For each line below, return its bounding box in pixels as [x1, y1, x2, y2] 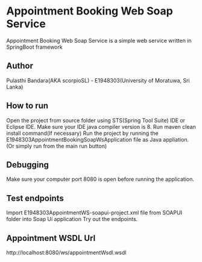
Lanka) [6, 83, 24, 90]
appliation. [162, 136, 189, 143]
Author [6, 61, 33, 71]
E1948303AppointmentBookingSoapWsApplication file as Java [6, 136, 162, 143]
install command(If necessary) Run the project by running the [6, 129, 159, 137]
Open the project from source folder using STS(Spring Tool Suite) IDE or [6, 116, 186, 124]
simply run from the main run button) [16, 142, 107, 149]
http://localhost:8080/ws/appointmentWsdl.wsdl [6, 249, 127, 256]
